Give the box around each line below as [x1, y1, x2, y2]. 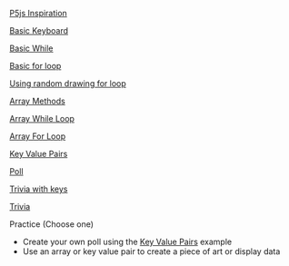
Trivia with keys [9, 183, 68, 194]
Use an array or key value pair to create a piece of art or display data [22, 246, 281, 257]
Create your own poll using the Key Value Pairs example [22, 236, 233, 247]
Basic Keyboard [9, 25, 68, 35]
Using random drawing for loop [9, 78, 127, 89]
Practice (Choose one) [9, 219, 94, 230]
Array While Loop [9, 113, 75, 123]
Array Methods [9, 95, 65, 106]
